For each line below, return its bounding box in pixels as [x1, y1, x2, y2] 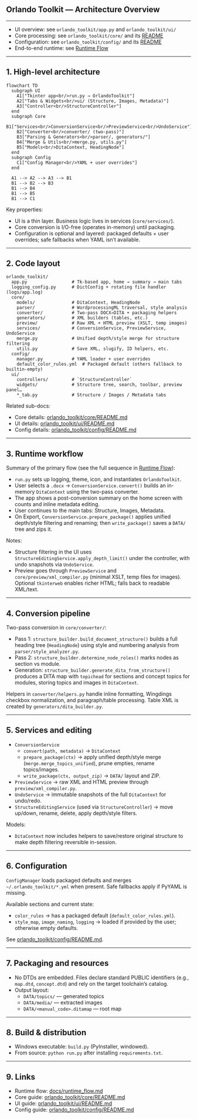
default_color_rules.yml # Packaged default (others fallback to [16, 361, 182, 368]
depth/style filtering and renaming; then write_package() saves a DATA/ [14, 520, 186, 527]
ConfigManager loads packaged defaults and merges [6, 877, 132, 884]
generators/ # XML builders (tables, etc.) [16, 315, 148, 321]
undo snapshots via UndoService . [14, 561, 94, 568]
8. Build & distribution [6, 1027, 87, 1037]
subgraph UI [11, 87, 41, 93]
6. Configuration [6, 861, 67, 871]
